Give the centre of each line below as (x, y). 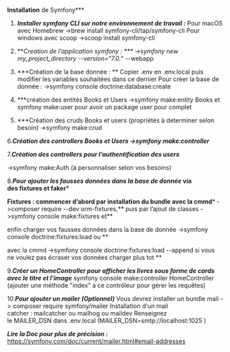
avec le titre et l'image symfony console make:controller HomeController (111, 278)
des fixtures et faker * (38, 188)
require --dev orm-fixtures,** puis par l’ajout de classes (120, 209)
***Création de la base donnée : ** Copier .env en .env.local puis (110, 72)
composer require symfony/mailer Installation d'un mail (90, 306)
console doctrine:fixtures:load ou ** (58, 237)
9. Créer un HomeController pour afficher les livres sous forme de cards (111, 271)
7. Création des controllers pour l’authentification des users (93, 154)
